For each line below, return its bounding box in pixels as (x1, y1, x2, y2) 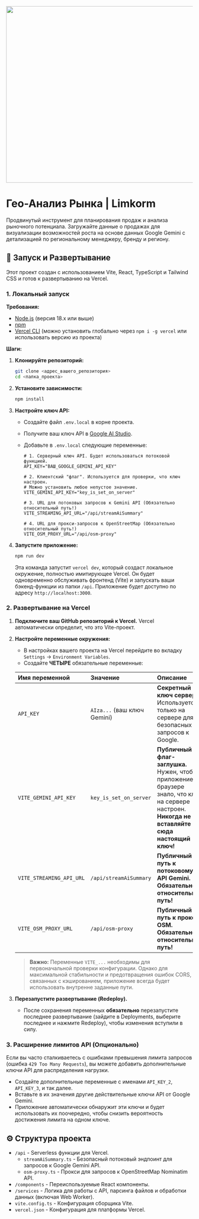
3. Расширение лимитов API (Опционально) (6, 1041, 139, 1049)
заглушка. (156, 760, 187, 768)
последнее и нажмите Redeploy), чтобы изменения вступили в (23, 1019, 183, 1026)
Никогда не (156, 812, 191, 820)
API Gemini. (156, 874, 191, 882)
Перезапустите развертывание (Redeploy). (14, 995, 127, 1002)
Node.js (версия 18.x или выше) (14, 315, 95, 322)
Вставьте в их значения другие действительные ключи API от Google (14, 1091, 191, 1098)
